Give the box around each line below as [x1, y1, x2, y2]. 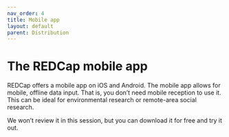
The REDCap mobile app [7, 59, 148, 74]
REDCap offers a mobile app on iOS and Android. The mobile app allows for [7, 82, 221, 90]
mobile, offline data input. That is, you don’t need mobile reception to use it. [7, 88, 221, 97]
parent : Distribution [7, 29, 69, 36]
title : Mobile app [7, 16, 60, 23]
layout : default [7, 23, 54, 29]
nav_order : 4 [7, 10, 45, 17]
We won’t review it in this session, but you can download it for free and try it [7, 116, 222, 125]
